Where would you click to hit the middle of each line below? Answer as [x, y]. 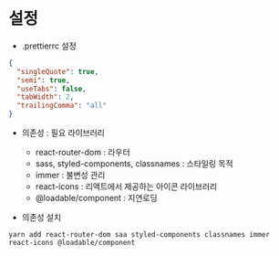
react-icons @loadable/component [72, 243]
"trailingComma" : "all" [62, 106]
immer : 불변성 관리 [70, 176]
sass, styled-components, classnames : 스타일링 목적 [134, 164]
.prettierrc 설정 [49, 46]
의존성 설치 [41, 218]
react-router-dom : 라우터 [83, 153]
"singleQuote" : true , [58, 71]
